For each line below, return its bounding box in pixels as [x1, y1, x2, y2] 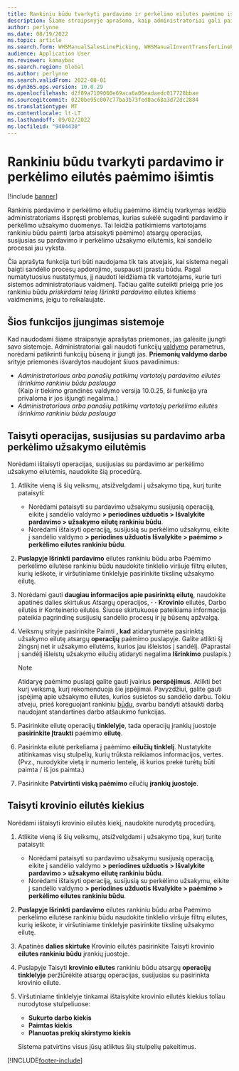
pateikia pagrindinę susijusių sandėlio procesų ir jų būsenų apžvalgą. [17, 613, 220, 622]
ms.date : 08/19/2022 [7, 30, 69, 38]
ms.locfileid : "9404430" [7, 122, 81, 130]
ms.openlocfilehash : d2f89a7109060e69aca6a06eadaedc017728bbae [7, 90, 199, 97]
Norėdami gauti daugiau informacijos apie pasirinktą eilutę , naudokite [17, 591, 226, 599]
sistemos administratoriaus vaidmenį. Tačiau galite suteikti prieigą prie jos [7, 280, 223, 289]
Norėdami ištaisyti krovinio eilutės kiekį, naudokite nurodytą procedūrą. [7, 818, 216, 827]
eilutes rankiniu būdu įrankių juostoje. [17, 949, 130, 958]
